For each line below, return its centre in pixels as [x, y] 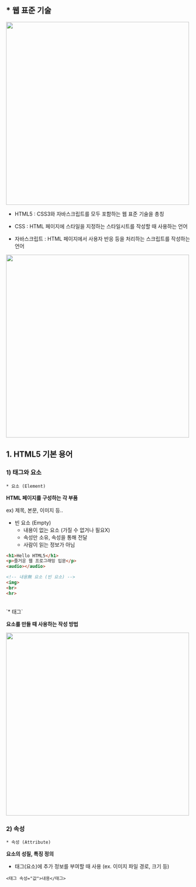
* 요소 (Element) [26, 486]
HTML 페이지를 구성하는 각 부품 [42, 498]
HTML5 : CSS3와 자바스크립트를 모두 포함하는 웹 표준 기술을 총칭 [89, 214]
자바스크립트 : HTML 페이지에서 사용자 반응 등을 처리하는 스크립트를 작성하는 [102, 238]
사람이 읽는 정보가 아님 [49, 544]
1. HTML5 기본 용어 [39, 455]
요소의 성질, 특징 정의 [30, 854]
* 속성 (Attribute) [29, 842]
